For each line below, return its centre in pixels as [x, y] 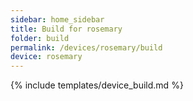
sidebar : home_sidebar [57, 19]
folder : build [40, 38]
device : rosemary [46, 57]
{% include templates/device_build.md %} [97, 85]
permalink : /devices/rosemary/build [86, 47]
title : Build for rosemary [66, 29]
